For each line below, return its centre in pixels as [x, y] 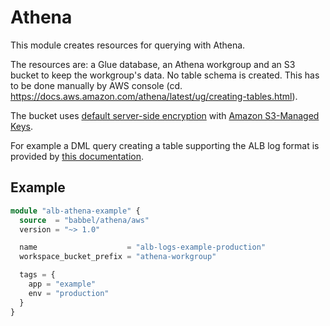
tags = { [37, 275]
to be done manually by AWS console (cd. [96, 85]
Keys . [22, 126]
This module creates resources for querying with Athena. [128, 45]
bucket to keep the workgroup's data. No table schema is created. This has [165, 75]
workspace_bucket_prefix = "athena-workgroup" [118, 257]
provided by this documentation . [77, 156]
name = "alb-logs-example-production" [143, 247]
